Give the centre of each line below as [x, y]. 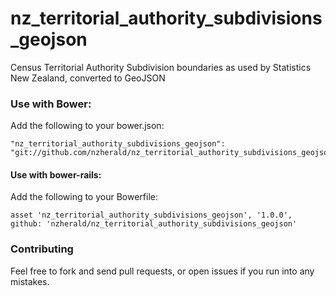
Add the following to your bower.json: [87, 126]
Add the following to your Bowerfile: [84, 197]
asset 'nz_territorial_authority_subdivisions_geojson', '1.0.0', [151, 215]
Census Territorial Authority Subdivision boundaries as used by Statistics [161, 67]
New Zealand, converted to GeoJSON [88, 78]
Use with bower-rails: [56, 174]
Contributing [42, 249]
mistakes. [30, 281]
